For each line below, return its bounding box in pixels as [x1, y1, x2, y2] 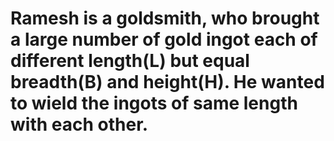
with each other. [10, 113, 149, 136]
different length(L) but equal [10, 50, 250, 72]
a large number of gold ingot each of [10, 28, 318, 51]
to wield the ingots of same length [10, 92, 298, 115]
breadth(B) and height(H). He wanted [10, 71, 325, 94]
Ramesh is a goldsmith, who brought [10, 7, 320, 30]
